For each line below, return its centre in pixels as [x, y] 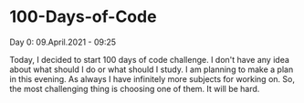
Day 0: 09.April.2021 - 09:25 [63, 42]
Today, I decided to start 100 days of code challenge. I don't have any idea [150, 59]
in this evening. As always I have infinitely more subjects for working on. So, [152, 78]
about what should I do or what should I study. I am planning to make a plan [152, 69]
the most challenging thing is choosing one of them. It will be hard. [135, 88]
